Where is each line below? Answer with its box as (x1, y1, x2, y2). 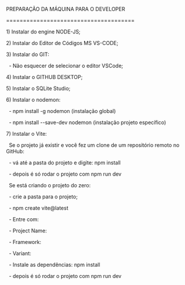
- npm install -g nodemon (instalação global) (8, 108, 116, 114)
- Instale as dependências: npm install (8, 261, 100, 268)
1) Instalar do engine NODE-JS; (6, 28, 81, 35)
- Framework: (8, 239, 42, 245)
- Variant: (8, 250, 32, 257)
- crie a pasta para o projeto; (8, 193, 78, 200)
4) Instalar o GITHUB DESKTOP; (6, 74, 83, 80)
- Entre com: (8, 216, 39, 222)
